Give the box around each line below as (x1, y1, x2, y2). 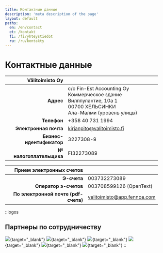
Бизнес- (42, 133, 64, 139)
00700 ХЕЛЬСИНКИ (67, 103, 116, 110)
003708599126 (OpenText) (88, 182, 153, 189)
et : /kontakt (9, 30, 36, 34)
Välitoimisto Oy (27, 77, 64, 84)
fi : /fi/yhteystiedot (9, 34, 53, 39)
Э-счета (62, 175, 83, 181)
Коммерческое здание (67, 91, 122, 98)
